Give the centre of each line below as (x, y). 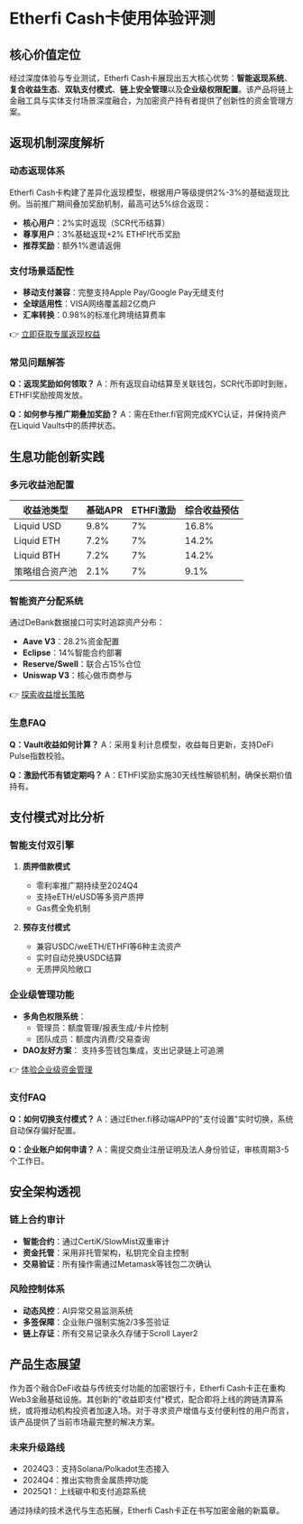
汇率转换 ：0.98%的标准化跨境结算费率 (94, 314)
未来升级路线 (37, 1447)
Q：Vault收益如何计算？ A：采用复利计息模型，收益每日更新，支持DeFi (142, 744)
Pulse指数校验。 (40, 755)
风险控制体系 (37, 1289)
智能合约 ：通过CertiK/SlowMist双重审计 (96, 1241)
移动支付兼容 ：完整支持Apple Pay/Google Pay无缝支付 (123, 292)
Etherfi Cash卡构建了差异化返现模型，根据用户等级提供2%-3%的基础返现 (146, 192)
